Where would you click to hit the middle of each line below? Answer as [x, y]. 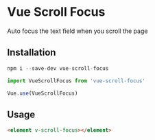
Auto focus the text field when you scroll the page [77, 31]
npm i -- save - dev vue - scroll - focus [58, 68]
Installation [32, 52]
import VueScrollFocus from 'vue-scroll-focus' [76, 81]
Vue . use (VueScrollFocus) [43, 93]
